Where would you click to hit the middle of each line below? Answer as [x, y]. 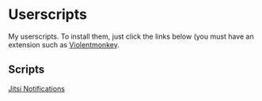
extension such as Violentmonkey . [64, 44]
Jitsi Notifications [37, 88]
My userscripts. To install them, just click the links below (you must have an [131, 36]
